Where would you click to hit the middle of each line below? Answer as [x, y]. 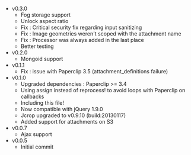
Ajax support [36, 134]
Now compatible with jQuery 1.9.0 [62, 109]
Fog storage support [46, 15]
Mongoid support [42, 59]
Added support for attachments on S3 [67, 122]
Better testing [37, 46]
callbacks [32, 96]
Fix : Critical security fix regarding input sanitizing [81, 27]
